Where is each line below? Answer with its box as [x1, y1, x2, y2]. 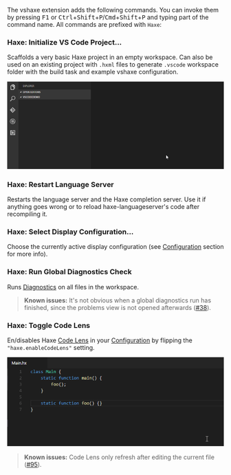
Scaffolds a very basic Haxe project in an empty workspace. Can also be [7, 53, 213, 61]
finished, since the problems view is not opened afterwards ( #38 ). [23, 303, 212, 311]
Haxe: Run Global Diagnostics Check [7, 267, 132, 277]
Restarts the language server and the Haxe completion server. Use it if [7, 195, 206, 203]
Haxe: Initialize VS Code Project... [7, 37, 122, 47]
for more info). [7, 250, 48, 258]
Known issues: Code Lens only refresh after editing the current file [23, 453, 215, 461]
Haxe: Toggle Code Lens [7, 320, 91, 330]
